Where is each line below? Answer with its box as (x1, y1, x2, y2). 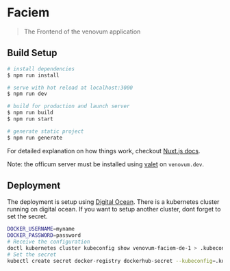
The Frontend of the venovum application (23, 27, 141, 36)
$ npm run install (7, 72, 60, 79)
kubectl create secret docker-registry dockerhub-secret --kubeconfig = (7, 257, 216, 264)
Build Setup (7, 47, 57, 59)
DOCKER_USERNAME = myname (7, 226, 75, 233)
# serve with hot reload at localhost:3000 (7, 84, 133, 91)
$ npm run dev (7, 90, 48, 97)
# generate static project (7, 128, 84, 135)
